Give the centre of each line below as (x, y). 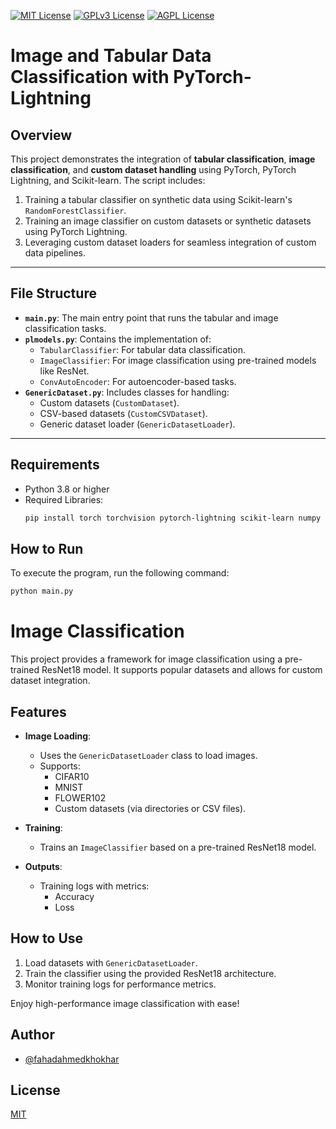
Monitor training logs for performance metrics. (120, 984)
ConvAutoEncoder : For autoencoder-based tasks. (138, 381)
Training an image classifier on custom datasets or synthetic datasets (168, 221)
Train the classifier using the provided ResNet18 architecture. (150, 973)
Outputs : (43, 866)
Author (32, 1035)
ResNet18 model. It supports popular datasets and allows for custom (182, 670)
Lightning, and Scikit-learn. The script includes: (108, 180)
